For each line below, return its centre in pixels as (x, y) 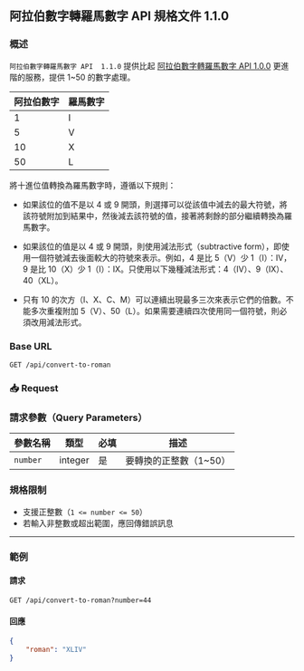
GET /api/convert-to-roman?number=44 (81, 600)
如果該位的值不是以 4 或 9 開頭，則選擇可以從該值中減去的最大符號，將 (155, 204)
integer (74, 460)
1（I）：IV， (271, 257)
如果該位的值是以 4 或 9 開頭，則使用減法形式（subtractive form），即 (152, 246)
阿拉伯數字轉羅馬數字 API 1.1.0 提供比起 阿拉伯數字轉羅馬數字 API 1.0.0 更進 (149, 65)
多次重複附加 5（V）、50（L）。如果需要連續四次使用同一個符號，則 (155, 311)
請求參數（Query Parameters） (78, 417)
